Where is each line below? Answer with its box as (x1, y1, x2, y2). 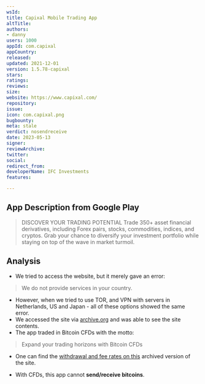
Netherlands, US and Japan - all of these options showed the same (15, 302, 185, 310)
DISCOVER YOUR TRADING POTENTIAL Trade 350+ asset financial (21, 218, 191, 226)
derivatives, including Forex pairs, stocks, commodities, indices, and (21, 225, 195, 232)
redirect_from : (6, 163, 45, 169)
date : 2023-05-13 (6, 134, 51, 141)
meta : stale (6, 123, 37, 129)
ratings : (6, 77, 29, 83)
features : (6, 174, 32, 181)
